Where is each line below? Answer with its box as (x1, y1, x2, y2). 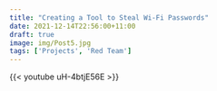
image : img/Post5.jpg (9, 38, 92, 48)
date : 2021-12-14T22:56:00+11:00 (9, 22, 136, 31)
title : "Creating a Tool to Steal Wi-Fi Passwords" (9, 13, 209, 23)
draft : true (9, 30, 54, 39)
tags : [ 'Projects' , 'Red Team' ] (9, 47, 132, 56)
